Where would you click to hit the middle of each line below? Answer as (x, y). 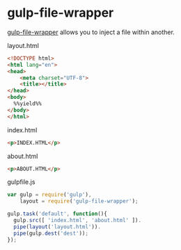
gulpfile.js (21, 182)
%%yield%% (27, 104)
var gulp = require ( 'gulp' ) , (49, 195)
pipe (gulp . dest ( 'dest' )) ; (51, 233)
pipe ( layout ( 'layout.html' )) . (57, 227)
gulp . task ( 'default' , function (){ (57, 214)
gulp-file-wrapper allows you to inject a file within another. (91, 32)
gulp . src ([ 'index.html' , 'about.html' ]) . (77, 221)
